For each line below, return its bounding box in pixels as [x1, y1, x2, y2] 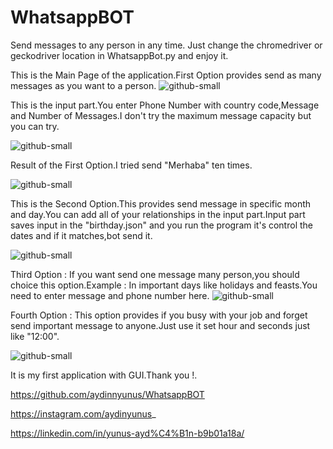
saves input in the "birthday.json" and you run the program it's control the [10, 219, 313, 231]
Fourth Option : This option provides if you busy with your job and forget [10, 309, 308, 321]
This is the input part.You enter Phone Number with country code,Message [10, 99, 320, 111]
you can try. [10, 120, 60, 132]
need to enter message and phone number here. [10, 289, 210, 301]
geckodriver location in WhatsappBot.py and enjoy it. [10, 49, 229, 61]
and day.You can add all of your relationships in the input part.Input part [10, 208, 306, 220]
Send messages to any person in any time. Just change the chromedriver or [10, 39, 323, 51]
